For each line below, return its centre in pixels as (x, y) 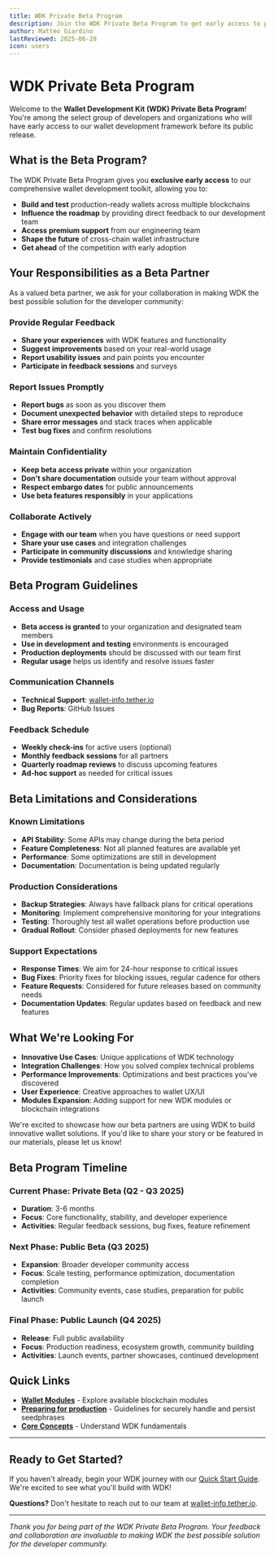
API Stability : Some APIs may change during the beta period (122, 839)
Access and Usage (47, 609)
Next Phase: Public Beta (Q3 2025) (79, 1246)
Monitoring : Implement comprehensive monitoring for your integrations (141, 913)
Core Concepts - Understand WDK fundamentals (104, 1426)
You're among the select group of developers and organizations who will (131, 118)
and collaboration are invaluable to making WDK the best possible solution (135, 1535)
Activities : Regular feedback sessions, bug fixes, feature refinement (135, 1225)
